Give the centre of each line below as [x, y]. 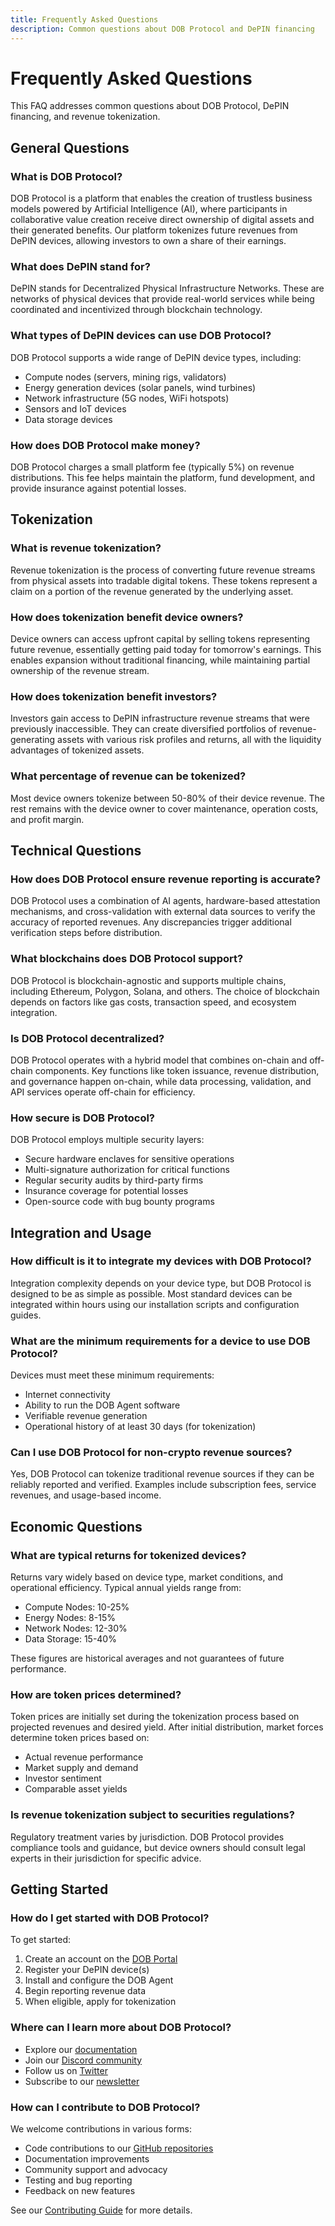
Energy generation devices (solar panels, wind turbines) [140, 387]
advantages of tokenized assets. [77, 750]
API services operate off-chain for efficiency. [103, 1092]
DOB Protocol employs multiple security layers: [107, 1140]
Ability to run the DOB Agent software [102, 1405]
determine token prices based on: [80, 1738]
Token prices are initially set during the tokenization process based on [155, 1717]
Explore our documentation [81, 2049]
